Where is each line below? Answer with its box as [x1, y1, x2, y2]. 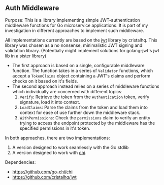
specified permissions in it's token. [19, 125, 91, 131]
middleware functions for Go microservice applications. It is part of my [5, 22, 148, 28]
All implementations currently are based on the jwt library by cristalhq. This [5, 37, 158, 43]
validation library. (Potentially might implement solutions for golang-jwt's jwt [5, 47, 160, 53]
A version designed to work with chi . [12, 149, 87, 155]
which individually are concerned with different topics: [12, 88, 123, 94]
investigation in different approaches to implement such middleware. [5, 27, 144, 34]
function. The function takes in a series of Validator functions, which [12, 68, 153, 74]
